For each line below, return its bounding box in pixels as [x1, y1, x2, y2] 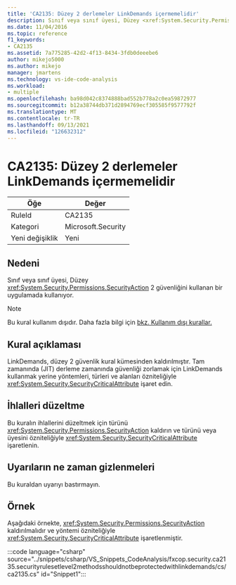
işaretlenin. [7, 441, 39, 449]
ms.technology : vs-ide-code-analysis [7, 75, 118, 83]
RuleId [11, 210, 32, 220]
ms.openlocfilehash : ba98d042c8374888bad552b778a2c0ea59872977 [7, 96, 197, 103]
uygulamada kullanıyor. [7, 291, 74, 300]
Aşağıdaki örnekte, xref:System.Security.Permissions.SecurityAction [7, 519, 205, 527]
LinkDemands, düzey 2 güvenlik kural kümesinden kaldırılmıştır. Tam [7, 356, 205, 366]
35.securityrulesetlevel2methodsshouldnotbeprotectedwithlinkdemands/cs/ [7, 562, 227, 571]
